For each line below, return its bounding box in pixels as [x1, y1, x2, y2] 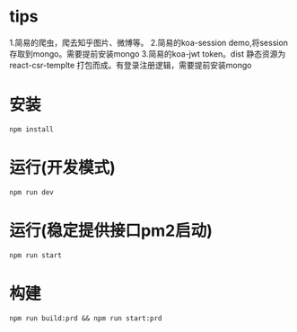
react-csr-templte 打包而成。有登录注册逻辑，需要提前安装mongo [9, 59, 252, 70]
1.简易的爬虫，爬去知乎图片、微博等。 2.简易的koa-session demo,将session [9, 37, 289, 48]
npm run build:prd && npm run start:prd [9, 313, 163, 323]
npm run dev [9, 187, 54, 197]
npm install [9, 124, 54, 134]
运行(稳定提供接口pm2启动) [9, 220, 213, 240]
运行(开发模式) [9, 157, 117, 178]
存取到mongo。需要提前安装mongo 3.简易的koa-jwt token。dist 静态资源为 [9, 48, 286, 59]
